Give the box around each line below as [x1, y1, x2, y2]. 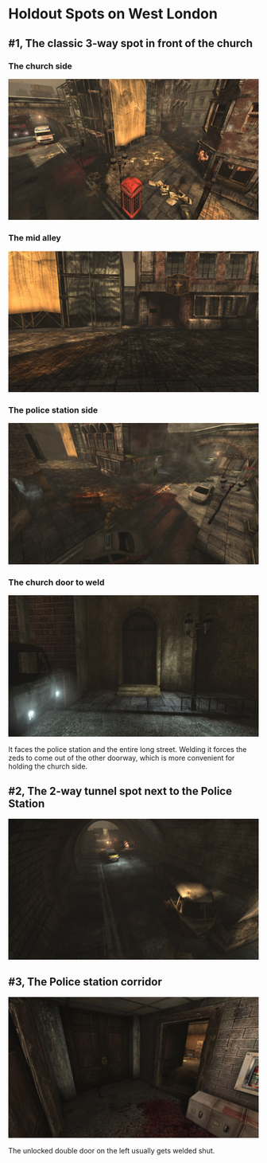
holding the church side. [8, 762, 88, 771]
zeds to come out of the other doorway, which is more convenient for [8, 753, 235, 762]
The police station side [8, 405, 99, 416]
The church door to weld [8, 577, 105, 588]
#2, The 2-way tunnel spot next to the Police [8, 785, 233, 798]
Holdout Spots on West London [8, 5, 219, 23]
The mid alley [8, 233, 61, 244]
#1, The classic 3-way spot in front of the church [8, 37, 253, 50]
